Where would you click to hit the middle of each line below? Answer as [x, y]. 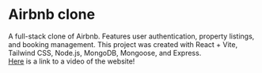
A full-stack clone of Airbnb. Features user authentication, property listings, [131, 36]
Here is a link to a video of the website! [72, 61]
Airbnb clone [52, 15]
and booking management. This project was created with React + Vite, [123, 44]
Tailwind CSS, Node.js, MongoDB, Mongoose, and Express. [105, 53]
